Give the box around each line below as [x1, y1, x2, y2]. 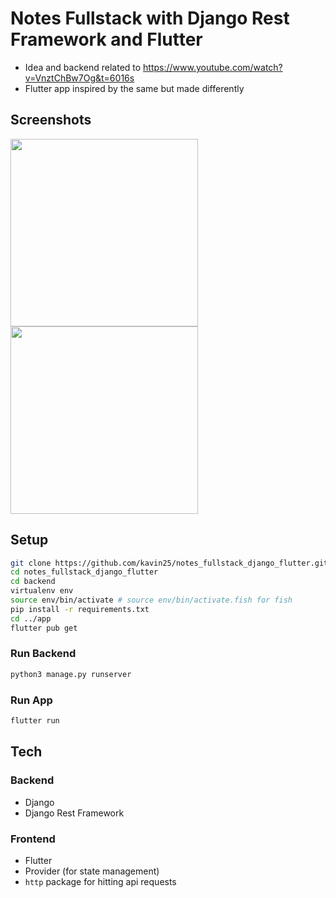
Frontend [10, 832, 56, 846]
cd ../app [10, 613, 52, 624]
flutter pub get [10, 623, 78, 633]
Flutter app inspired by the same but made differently [24, 82, 245, 94]
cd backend [10, 577, 56, 587]
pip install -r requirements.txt [10, 604, 150, 614]
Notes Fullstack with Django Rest [10, 7, 290, 30]
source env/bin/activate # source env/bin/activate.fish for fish [10, 595, 293, 606]
